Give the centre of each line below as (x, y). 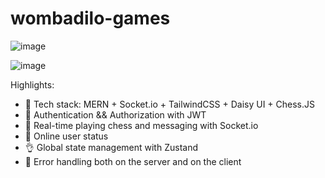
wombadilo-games (90, 18)
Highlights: (32, 84)
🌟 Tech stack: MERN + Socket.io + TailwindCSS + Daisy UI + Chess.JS (169, 104)
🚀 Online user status (66, 136)
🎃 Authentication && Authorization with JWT (115, 114)
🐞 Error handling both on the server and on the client (133, 161)
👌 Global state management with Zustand (111, 147)
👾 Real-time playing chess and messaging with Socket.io (141, 125)
